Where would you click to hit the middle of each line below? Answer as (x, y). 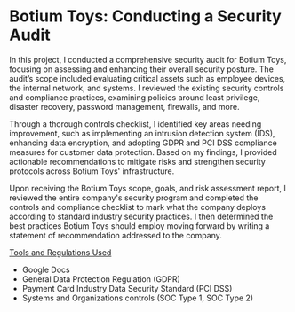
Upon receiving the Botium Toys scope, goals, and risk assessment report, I (148, 188)
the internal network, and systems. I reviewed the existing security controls (147, 88)
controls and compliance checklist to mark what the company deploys (138, 207)
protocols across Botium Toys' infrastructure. (92, 171)
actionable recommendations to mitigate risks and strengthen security (138, 161)
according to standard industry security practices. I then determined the (141, 216)
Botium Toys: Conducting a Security (145, 16)
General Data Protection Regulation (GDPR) (101, 279)
